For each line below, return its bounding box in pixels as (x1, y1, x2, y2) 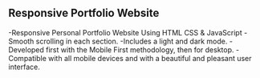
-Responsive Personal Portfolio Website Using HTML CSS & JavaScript (8, 27, 242, 37)
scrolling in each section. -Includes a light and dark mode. (35, 36, 228, 46)
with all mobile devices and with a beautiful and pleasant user (47, 53, 252, 63)
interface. (8, 62, 40, 72)
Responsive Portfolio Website (8, 6, 160, 20)
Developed (8, 44, 44, 55)
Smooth (8, 36, 35, 46)
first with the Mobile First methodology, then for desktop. (45, 44, 234, 55)
